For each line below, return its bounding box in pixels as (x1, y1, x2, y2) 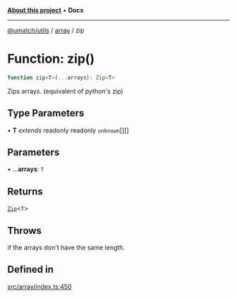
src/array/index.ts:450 (7, 282, 72, 291)
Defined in (7, 263, 54, 275)
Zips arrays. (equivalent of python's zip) (7, 87, 123, 95)
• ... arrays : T (7, 165, 44, 173)
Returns (7, 185, 44, 197)
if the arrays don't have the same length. (7, 243, 126, 252)
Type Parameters (7, 107, 85, 119)
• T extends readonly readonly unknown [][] (7, 126, 129, 135)
